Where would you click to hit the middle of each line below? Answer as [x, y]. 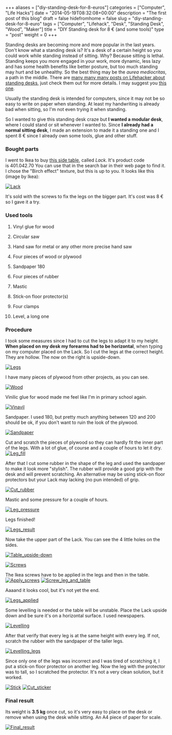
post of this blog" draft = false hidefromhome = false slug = [68, 18]
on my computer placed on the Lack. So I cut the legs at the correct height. [85, 351]
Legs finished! [20, 519]
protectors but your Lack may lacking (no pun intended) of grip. [73, 479]
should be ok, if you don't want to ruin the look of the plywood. [72, 422]
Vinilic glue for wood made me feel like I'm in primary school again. [76, 397]
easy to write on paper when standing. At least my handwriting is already [83, 104]
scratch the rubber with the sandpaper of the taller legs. [65, 641]
